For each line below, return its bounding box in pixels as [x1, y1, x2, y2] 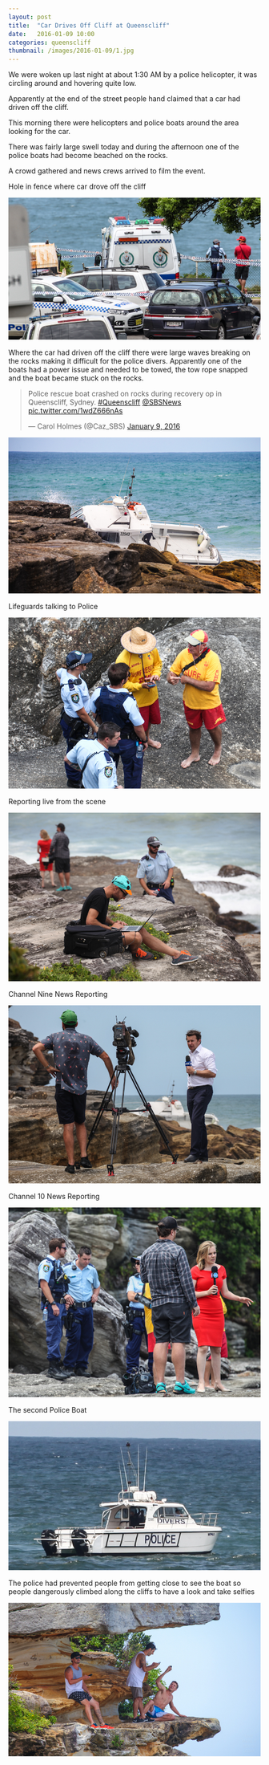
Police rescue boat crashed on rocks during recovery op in [27, 389, 223, 399]
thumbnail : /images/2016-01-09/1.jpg [8, 47, 134, 55]
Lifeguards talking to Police [8, 602, 98, 612]
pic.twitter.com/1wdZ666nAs [27, 406, 123, 416]
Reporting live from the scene [8, 796, 106, 806]
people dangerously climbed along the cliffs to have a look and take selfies [8, 1586, 255, 1596]
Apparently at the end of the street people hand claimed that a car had [8, 94, 241, 104]
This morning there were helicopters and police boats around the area [8, 118, 239, 128]
